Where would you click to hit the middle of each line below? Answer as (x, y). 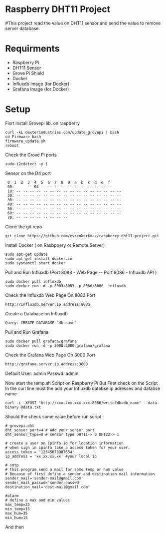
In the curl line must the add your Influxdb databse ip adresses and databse (83, 388)
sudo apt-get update (27, 254)
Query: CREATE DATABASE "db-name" (41, 323)
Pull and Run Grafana (27, 332)
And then (14, 527)
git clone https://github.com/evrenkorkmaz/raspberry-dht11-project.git (82, 236)
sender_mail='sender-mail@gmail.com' (44, 478)
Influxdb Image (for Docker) (41, 84)
